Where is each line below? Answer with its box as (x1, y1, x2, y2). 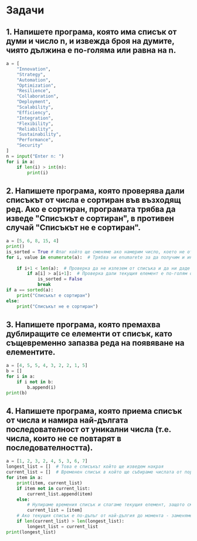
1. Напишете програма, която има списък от (6, 27, 177, 37)
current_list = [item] (27, 508, 83, 513)
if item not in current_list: (16, 485, 91, 491)
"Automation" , (16, 77, 51, 83)
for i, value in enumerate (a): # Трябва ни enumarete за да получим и (6, 254, 185, 260)
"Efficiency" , (16, 110, 51, 115)
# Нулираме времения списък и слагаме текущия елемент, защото (27, 502, 185, 508)
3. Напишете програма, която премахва (6, 319, 161, 329)
